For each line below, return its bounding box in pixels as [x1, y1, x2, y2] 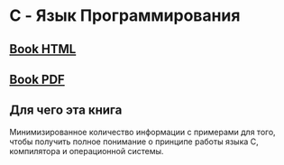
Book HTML [9, 41, 77, 57]
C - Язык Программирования [9, 5, 241, 26]
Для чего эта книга [9, 103, 123, 118]
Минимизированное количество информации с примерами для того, [9, 126, 277, 137]
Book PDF [9, 71, 65, 87]
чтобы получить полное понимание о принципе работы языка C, [9, 136, 259, 147]
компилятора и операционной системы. [9, 145, 164, 156]
